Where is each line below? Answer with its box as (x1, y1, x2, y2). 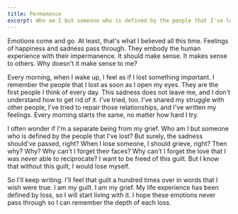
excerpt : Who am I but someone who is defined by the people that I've (7, 17, 223, 24)
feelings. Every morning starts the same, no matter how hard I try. (7, 111, 199, 119)
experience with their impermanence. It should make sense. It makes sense (7, 51, 228, 60)
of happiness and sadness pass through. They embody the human (7, 44, 201, 52)
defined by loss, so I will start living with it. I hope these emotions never (7, 191, 216, 199)
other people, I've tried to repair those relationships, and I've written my (7, 103, 217, 111)
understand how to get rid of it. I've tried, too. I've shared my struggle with (7, 95, 225, 103)
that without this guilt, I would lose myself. (7, 162, 130, 170)
